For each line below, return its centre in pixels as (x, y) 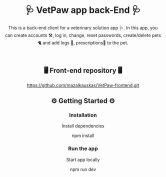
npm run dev (83, 169)
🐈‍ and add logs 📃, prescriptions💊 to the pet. (83, 42)
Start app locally (83, 159)
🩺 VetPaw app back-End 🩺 (83, 10)
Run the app (83, 148)
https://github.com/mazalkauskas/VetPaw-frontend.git (83, 85)
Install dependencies (83, 126)
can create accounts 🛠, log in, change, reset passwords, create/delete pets (83, 35)
